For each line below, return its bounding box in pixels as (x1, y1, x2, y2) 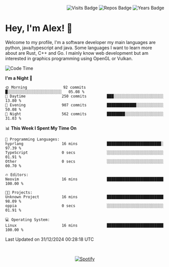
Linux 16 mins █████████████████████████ (5, 223, 164, 228)
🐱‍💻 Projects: (5, 190, 33, 195)
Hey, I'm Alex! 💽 (5, 23, 73, 34)
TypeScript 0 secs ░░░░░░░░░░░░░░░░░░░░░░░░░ (5, 150, 164, 155)
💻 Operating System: (5, 217, 50, 222)
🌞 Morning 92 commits (5, 85, 86, 90)
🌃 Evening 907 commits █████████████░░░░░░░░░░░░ (5, 102, 164, 107)
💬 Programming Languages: (5, 137, 60, 142)
